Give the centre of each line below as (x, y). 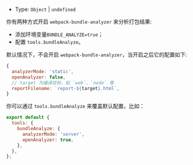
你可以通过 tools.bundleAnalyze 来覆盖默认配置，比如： (75, 106)
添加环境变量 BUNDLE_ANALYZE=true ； (59, 34)
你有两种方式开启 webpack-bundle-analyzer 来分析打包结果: (79, 22)
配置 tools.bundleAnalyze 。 (49, 42)
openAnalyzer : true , (48, 140)
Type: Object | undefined (45, 9)
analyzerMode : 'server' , (53, 134)
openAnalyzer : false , (39, 77)
